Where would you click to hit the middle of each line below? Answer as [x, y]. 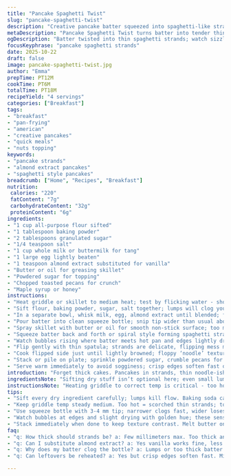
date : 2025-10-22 [32, 52]
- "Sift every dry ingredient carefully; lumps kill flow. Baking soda [112, 398]
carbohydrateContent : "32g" [50, 206]
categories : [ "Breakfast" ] [46, 103]
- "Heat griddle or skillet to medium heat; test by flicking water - [110, 302]
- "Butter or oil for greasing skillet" [66, 270]
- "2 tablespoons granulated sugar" [59, 238]
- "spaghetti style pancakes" [51, 174]
